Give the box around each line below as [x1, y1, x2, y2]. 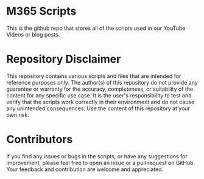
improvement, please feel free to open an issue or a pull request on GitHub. [6, 159, 195, 166]
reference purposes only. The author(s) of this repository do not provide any [6, 79, 198, 86]
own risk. [6, 111, 29, 118]
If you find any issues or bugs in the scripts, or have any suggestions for [6, 152, 188, 160]
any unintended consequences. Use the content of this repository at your [6, 105, 191, 112]
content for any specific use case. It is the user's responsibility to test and [6, 91, 192, 99]
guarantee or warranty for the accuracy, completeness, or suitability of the [6, 85, 194, 93]
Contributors [6, 133, 73, 147]
